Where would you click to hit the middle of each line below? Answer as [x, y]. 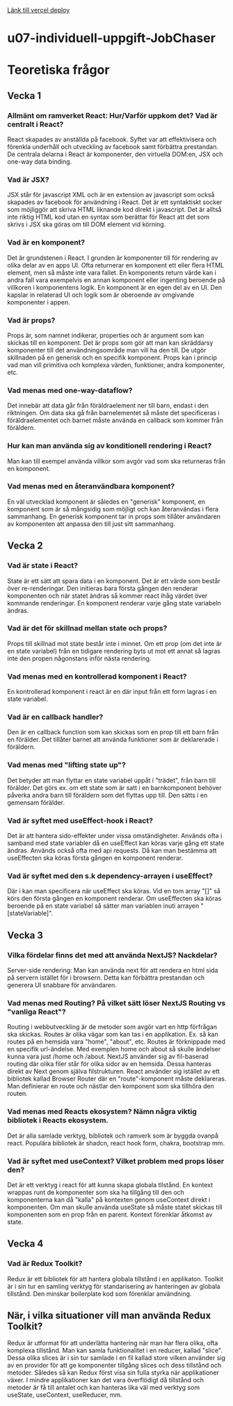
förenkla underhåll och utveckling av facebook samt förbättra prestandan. [113, 147]
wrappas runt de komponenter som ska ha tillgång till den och [96, 1192]
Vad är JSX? [29, 179]
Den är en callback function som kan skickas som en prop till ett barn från [113, 732]
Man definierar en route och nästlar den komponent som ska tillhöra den [111, 1086]
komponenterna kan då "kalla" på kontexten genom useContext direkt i [109, 1199]
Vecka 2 [25, 546]
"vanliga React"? [37, 1012]
